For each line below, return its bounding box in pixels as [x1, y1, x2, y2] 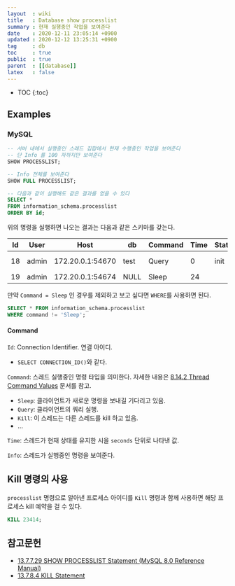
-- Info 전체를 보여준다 [7, 171, 70, 178]
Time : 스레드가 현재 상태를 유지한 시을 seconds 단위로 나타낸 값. [7, 436, 180, 445]
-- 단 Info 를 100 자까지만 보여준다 [7, 152, 103, 159]
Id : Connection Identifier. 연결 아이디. [7, 343, 113, 351]
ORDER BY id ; [7, 209, 45, 217]
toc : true [7, 50, 52, 57]
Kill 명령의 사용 [7, 473, 69, 485]
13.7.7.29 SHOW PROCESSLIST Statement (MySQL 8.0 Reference [17, 556, 205, 564]
